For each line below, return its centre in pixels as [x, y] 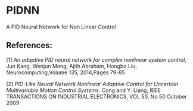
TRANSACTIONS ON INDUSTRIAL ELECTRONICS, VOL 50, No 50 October [97, 96]
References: [29, 45]
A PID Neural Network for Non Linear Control [61, 27]
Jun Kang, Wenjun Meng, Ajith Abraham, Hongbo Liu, [71, 66]
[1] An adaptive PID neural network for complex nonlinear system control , [96, 59]
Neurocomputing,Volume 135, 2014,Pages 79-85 [66, 72]
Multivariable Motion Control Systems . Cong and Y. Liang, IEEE [83, 90]
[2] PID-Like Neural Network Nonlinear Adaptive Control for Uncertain [92, 84]
